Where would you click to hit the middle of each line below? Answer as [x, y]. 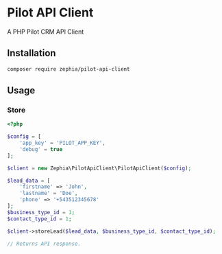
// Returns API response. [44, 244]
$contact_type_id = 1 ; [39, 219]
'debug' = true [41, 149]
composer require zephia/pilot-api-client [69, 69]
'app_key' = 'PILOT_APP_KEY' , [63, 143]
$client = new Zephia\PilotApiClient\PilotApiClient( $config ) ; [99, 168]
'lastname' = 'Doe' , [49, 194]
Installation [32, 53]
